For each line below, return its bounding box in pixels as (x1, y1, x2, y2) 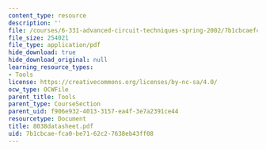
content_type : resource (8, 11, 87, 20)
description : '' (8, 19, 62, 27)
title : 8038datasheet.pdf (8, 122, 93, 130)
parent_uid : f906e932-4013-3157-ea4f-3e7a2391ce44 (8, 108, 179, 116)
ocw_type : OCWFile (8, 85, 69, 94)
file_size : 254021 (8, 33, 69, 42)
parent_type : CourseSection (8, 100, 101, 108)
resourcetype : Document (8, 115, 87, 123)
